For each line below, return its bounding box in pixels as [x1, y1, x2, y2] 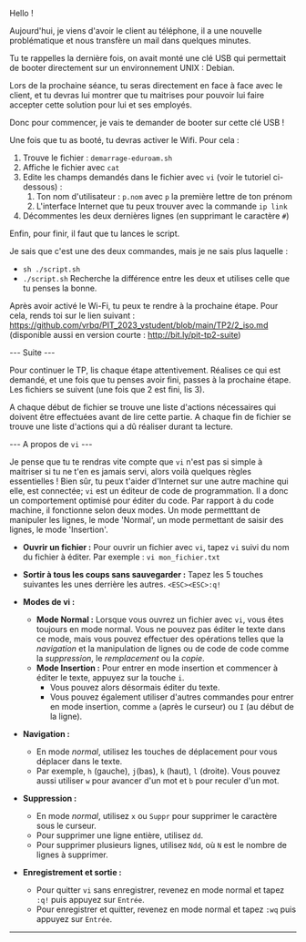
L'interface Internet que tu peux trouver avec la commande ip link [36, 200, 289, 211]
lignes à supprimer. [36, 849, 108, 860]
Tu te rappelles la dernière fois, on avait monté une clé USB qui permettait [9, 53, 287, 63]
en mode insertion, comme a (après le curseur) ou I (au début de [49, 701, 294, 712]
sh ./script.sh [22, 265, 81, 274]
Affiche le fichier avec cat [22, 162, 120, 172]
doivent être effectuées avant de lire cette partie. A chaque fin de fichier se [9, 412, 291, 422]
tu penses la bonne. [22, 282, 97, 293]
